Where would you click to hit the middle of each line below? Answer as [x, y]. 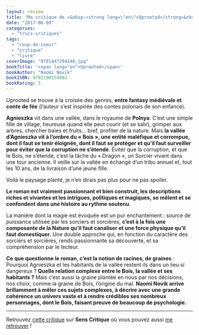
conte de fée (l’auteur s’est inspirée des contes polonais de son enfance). [96, 106]
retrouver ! [19, 326]
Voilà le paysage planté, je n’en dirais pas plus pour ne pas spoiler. [87, 180]
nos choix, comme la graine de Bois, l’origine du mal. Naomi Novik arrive [95, 283]
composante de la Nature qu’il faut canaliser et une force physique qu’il [96, 228]
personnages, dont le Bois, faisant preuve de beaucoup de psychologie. [97, 302]
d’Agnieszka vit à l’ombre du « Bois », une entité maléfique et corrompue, [98, 137]
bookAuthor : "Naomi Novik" [39, 72]
